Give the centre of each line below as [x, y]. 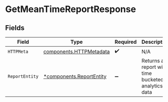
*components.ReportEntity [75, 76]
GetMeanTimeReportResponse [71, 9]
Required [126, 42]
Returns [151, 61]
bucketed [153, 80]
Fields [15, 28]
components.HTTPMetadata [76, 51]
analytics [152, 86]
